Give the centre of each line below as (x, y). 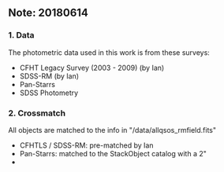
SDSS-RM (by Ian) (49, 76)
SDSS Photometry (49, 93)
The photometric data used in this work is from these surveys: (109, 52)
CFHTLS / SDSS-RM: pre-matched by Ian (86, 145)
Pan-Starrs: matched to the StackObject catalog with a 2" (113, 153)
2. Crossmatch (37, 113)
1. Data (21, 35)
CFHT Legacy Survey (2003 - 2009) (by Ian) (92, 68)
